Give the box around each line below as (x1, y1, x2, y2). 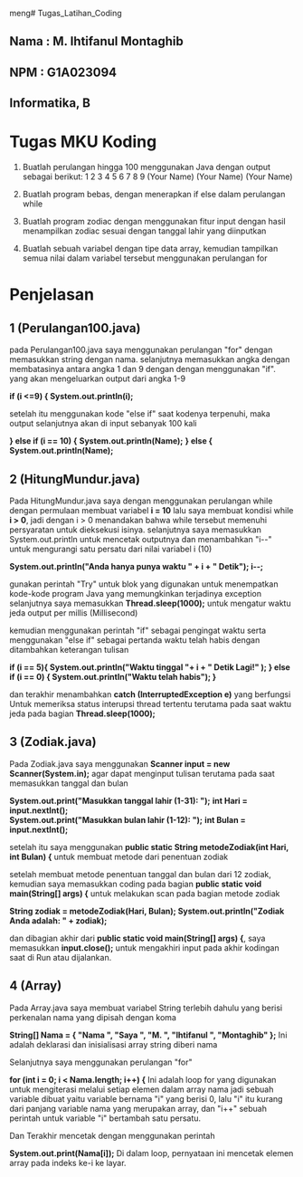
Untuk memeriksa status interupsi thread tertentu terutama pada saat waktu (9, 698, 292, 709)
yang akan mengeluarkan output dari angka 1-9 (9, 373, 186, 384)
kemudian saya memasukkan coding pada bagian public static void (9, 878, 262, 889)
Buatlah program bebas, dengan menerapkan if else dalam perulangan (22, 189, 286, 200)
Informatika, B (9, 95, 90, 111)
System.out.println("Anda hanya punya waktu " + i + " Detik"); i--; (9, 560, 264, 571)
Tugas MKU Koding (9, 131, 157, 152)
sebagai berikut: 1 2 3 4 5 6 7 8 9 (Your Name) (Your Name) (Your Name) (22, 171, 293, 182)
